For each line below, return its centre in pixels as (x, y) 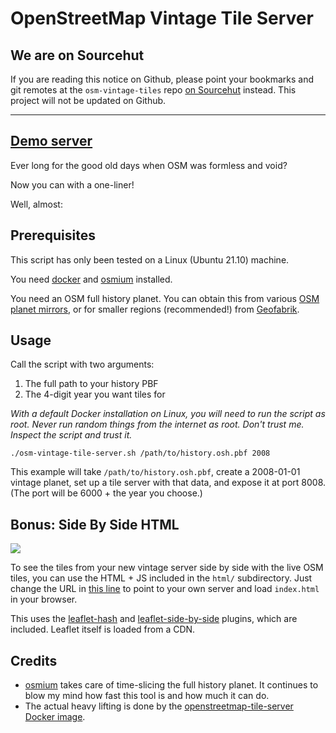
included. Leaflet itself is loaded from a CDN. (103, 629)
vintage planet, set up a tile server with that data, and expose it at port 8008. (168, 483)
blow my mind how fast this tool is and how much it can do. (147, 696)
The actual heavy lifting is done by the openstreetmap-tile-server (159, 706)
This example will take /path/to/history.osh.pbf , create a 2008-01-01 (155, 472)
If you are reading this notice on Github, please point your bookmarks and (162, 79)
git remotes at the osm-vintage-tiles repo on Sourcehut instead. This (153, 90)
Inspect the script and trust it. (71, 435)
